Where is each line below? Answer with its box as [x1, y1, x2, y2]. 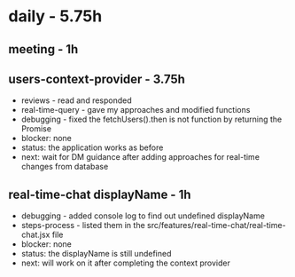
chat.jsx [20, 229, 50, 241]
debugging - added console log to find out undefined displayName [20, 210, 265, 221]
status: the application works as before [20, 142, 164, 153]
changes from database [20, 162, 109, 172]
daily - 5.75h [8, 6, 103, 27]
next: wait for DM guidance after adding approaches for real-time [20, 152, 260, 162]
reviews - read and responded [20, 95, 132, 106]
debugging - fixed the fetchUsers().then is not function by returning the [20, 114, 283, 125]
